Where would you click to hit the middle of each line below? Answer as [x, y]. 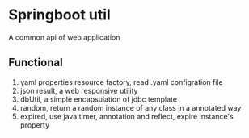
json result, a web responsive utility [79, 90]
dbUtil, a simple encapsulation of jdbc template [99, 99]
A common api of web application [64, 37]
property [35, 125]
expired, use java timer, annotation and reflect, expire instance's [127, 116]
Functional [36, 63]
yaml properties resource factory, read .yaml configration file [122, 82]
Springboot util [59, 15]
